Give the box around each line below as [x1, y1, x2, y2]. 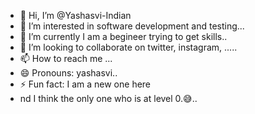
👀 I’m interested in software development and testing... [19, 20, 245, 32]
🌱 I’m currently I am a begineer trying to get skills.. [19, 31, 228, 42]
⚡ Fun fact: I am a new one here [19, 78, 152, 90]
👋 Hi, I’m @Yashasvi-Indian [19, 10, 132, 21]
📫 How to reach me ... [19, 53, 113, 64]
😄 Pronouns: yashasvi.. [19, 67, 118, 79]
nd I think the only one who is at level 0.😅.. [19, 93, 198, 104]
